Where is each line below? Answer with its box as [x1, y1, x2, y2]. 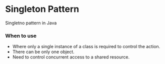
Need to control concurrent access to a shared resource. [12, 54, 130, 60]
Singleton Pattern [5, 3, 79, 15]
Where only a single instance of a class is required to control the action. [12, 44, 160, 50]
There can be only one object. [12, 49, 75, 55]
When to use [5, 32, 36, 39]
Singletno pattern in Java [5, 20, 57, 26]
